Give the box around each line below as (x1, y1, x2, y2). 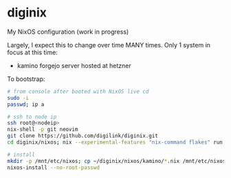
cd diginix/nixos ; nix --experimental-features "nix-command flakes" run (7, 139, 223, 146)
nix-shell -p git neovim (7, 126, 78, 133)
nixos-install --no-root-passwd (7, 164, 100, 171)
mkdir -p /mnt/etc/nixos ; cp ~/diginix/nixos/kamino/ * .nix (7, 157, 180, 164)
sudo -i (7, 94, 30, 101)
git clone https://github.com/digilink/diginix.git (7, 133, 158, 140)
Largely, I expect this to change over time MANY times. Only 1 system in (7, 41, 211, 49)
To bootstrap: (7, 74, 45, 83)
